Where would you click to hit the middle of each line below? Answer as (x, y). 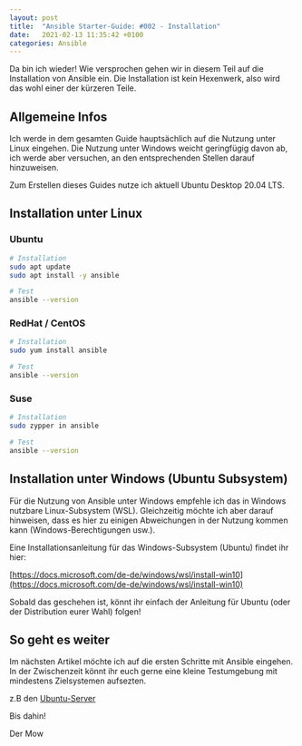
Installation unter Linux (76, 214)
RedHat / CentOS (48, 323)
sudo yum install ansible (58, 350)
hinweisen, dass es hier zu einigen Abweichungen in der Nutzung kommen (149, 520)
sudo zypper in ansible (54, 426)
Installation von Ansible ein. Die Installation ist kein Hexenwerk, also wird (145, 79)
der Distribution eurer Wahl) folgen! (75, 611)
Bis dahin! (28, 716)
